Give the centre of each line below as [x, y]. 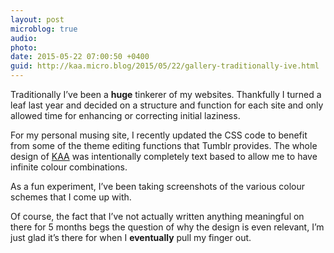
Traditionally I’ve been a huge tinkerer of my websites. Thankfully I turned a [166, 94]
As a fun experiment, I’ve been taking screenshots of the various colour [158, 186]
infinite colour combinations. [69, 167]
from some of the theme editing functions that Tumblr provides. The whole [164, 145]
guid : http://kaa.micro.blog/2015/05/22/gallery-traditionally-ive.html [165, 66]
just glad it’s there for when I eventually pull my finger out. [131, 237]
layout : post [37, 19]
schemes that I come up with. [71, 197]
